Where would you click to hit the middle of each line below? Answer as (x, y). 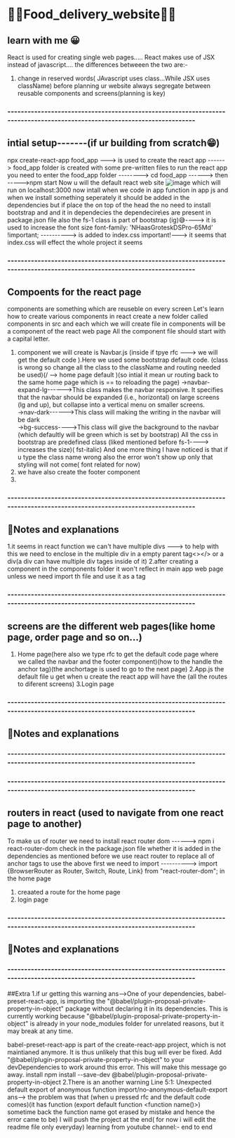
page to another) (45, 824)
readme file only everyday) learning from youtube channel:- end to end (110, 1127)
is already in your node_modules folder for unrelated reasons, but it (127, 1023)
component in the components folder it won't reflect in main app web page (115, 569)
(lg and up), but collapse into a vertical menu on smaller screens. (111, 405)
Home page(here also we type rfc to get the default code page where (118, 654)
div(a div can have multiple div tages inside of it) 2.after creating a (103, 562)
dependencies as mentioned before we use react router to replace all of (111, 856)
